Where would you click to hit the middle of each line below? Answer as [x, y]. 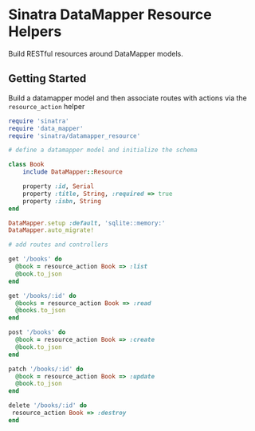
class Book [26, 165]
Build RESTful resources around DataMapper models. [96, 53]
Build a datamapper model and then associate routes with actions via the [127, 98]
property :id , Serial [58, 186]
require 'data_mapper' [46, 128]
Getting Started [47, 78]
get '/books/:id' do [43, 296]
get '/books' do [35, 259]
